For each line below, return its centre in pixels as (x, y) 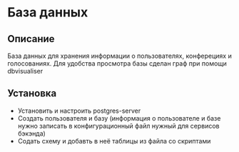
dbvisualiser (25, 71)
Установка (32, 93)
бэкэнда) (32, 133)
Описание (31, 39)
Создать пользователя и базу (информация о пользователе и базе (119, 118)
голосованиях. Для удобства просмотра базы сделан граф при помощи (117, 64)
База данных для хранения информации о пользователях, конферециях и (119, 56)
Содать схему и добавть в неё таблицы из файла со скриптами (114, 141)
